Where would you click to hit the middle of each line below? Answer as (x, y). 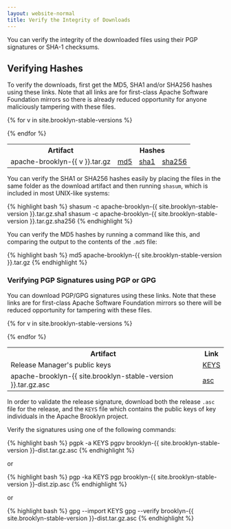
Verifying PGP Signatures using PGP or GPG (82, 281)
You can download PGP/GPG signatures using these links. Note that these (112, 295)
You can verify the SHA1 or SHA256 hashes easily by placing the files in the (114, 179)
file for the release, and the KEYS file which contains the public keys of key (112, 409)
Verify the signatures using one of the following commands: (92, 429)
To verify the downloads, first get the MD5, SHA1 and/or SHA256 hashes (110, 85)
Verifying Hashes (45, 68)
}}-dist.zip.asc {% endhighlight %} (78, 484)
